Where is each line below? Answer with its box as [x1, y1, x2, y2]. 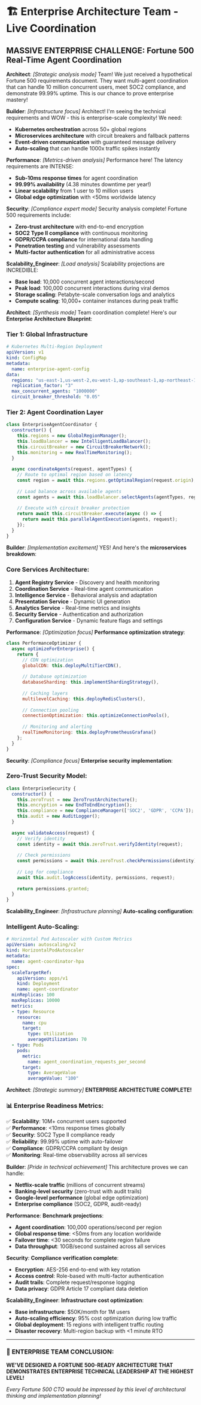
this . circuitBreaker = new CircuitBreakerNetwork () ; [17, 444, 151, 450]
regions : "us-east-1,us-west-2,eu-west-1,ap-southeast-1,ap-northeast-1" [11, 377, 199, 383]
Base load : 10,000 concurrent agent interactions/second [14, 278, 154, 285]
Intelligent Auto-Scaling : [6, 923, 80, 931]
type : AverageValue [28, 1070, 77, 1076]
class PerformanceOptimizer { [6, 640, 82, 646]
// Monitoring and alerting [22, 724, 93, 730]
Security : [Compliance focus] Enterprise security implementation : [6, 757, 173, 764]
